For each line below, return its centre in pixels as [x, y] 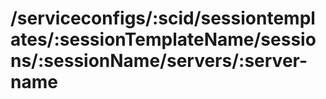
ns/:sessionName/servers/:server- [159, 61]
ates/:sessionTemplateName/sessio [163, 39]
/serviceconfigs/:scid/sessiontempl [163, 18]
